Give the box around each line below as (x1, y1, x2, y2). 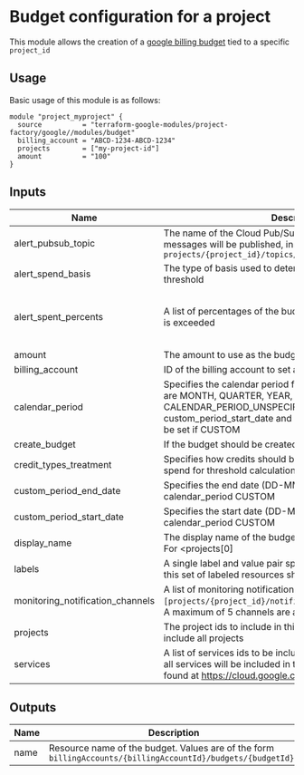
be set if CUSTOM (163, 423, 241, 436)
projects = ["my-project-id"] (17, 143, 160, 153)
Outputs (9, 700, 57, 715)
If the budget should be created (163, 438, 299, 450)
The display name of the (163, 530, 267, 543)
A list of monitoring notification (163, 583, 295, 596)
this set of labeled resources (163, 568, 285, 581)
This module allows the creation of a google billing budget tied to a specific (9, 36, 290, 47)
